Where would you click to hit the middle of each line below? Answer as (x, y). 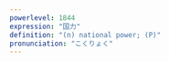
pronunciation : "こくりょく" (62, 43)
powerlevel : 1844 (42, 18)
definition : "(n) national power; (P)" (85, 35)
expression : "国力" (45, 26)
